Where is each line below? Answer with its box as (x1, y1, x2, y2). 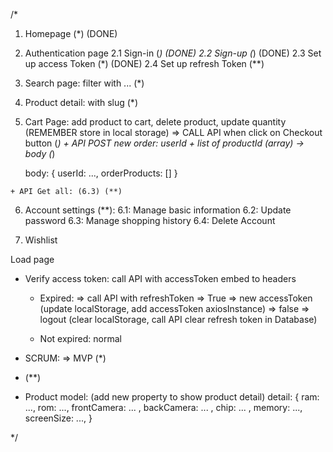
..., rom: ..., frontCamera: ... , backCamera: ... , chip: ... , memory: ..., (24, 402, 303, 413)
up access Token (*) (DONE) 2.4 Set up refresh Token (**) (24, 58, 265, 69)
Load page (10, 254, 55, 265)
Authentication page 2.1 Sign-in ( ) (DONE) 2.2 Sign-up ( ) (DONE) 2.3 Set (24, 47, 322, 59)
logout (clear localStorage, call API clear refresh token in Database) (39, 314, 318, 325)
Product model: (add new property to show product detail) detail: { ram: (24, 391, 320, 403)
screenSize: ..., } (24, 412, 93, 424)
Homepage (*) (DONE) (24, 28, 118, 39)
